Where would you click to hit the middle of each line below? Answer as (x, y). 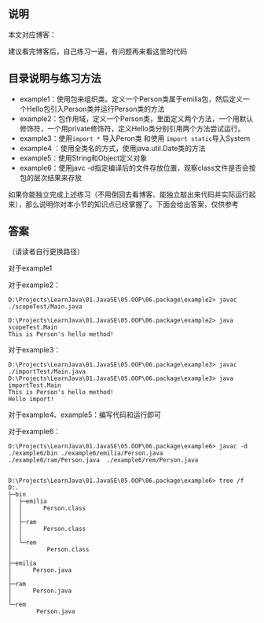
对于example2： (35, 285)
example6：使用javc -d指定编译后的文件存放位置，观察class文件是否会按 (137, 168)
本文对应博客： (32, 35)
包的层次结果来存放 (51, 177)
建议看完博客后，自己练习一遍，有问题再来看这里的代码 (97, 51)
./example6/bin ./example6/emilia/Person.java (86, 453)
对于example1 (30, 268)
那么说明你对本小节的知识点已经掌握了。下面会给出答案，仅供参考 (132, 204)
